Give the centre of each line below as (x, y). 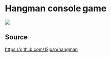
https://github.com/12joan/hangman (41, 49)
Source (16, 37)
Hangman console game (56, 9)
